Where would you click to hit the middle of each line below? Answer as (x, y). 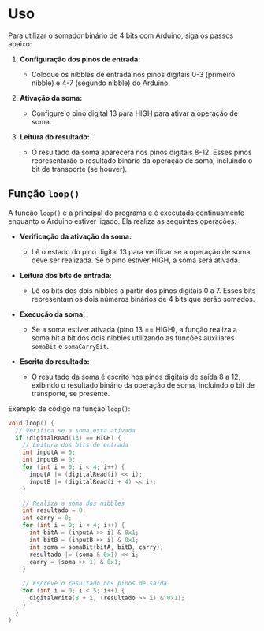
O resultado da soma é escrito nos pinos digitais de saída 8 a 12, (136, 377)
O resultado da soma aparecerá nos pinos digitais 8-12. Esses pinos (141, 152)
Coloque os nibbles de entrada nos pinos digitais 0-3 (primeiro (133, 74)
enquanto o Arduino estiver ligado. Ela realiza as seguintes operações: (123, 221)
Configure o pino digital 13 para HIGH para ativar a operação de (135, 113)
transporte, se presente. (71, 393)
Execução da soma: (52, 314)
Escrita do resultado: (54, 361)
